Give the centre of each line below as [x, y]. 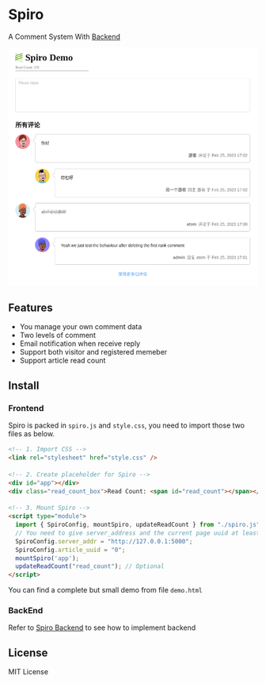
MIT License [28, 672]
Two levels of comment [58, 336]
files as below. [32, 434]
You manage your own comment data [81, 327]
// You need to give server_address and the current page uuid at [127, 533]
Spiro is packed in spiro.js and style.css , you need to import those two [127, 425]
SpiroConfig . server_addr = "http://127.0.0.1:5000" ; [104, 541]
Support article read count [63, 361]
